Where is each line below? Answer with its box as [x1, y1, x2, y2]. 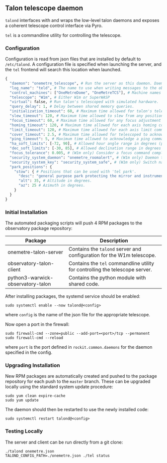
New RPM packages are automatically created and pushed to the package [5, 373, 158, 379]
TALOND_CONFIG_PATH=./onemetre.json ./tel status [5, 453, 110, 458]
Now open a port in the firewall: [5, 321, 70, 327]
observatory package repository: [5, 226, 73, 231]
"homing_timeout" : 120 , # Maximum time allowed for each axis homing [9, 122, 157, 128]
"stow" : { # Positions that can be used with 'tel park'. [14, 169, 137, 174]
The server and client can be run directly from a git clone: [5, 439, 123, 445]
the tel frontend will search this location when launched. [5, 67, 122, 73]
